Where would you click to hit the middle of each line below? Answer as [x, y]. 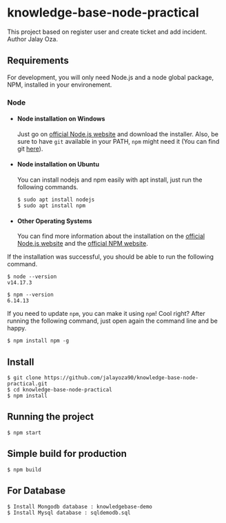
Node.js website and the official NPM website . [82, 244]
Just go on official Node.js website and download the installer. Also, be [118, 134]
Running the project [51, 417]
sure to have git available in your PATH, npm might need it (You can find [118, 141]
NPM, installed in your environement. [60, 85]
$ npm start [24, 433]
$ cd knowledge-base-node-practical [60, 390]
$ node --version [32, 277]
